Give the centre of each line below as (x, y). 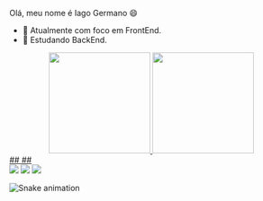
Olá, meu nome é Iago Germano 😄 (73, 13)
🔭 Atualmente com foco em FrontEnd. (92, 30)
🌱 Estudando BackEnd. (65, 40)
